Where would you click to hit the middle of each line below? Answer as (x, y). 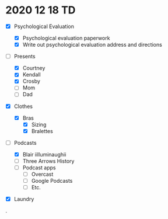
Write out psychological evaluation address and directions (92, 45)
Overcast (42, 174)
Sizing (39, 124)
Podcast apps (39, 168)
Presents (24, 57)
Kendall (32, 75)
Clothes (23, 106)
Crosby (31, 81)
